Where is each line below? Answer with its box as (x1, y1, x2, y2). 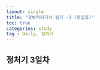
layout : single (6, 8, 44, 15)
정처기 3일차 (6, 54, 50, 65)
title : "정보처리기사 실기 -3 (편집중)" (6, 14, 95, 20)
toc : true (6, 20, 31, 26)
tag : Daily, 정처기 (6, 31, 54, 37)
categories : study (6, 25, 52, 32)
